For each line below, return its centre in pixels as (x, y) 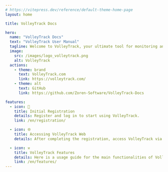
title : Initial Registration (44, 111)
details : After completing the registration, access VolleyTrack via (88, 139)
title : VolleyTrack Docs (31, 23)
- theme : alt (28, 84)
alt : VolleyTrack (32, 60)
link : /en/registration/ (40, 120)
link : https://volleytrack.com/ (52, 79)
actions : (19, 65)
